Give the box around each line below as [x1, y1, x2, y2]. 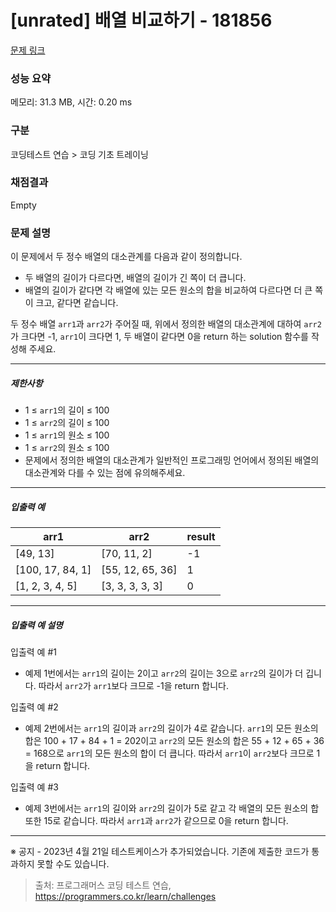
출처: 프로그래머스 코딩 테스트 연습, [34, 879, 172, 891]
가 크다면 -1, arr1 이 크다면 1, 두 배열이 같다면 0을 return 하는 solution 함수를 [10, 331, 309, 343]
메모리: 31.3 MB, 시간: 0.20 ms [10, 96, 133, 108]
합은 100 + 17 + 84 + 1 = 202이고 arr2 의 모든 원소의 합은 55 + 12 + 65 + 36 [24, 735, 325, 747]
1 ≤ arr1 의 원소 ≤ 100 [24, 429, 110, 441]
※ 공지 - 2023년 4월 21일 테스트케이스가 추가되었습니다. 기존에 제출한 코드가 [10, 846, 310, 858]
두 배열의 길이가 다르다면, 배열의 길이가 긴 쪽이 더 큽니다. [24, 272, 247, 284]
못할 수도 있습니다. [36, 858, 110, 870]
